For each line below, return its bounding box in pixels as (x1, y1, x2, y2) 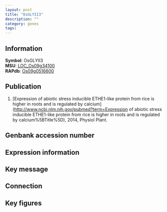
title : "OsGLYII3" (5, 12, 43, 17)
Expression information (5, 148, 80, 157)
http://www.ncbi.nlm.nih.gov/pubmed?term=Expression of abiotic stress (14, 106, 162, 112)
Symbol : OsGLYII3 (5, 57, 43, 63)
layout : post (5, 7, 32, 12)
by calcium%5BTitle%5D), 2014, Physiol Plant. (12, 116, 108, 122)
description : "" (5, 16, 39, 21)
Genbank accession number (5, 131, 95, 140)
